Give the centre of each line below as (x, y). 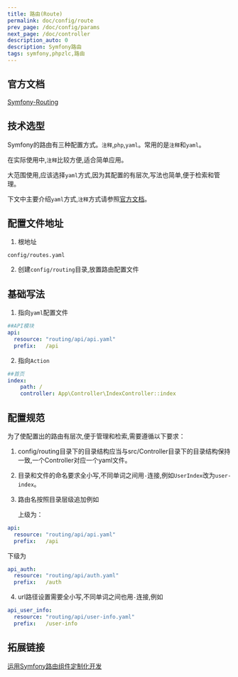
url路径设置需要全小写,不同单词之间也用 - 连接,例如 (90, 597)
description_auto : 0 (38, 41)
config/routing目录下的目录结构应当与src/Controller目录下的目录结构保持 (124, 451)
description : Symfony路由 (44, 47)
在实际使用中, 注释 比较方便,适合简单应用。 (67, 159)
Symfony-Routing (33, 102)
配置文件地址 (36, 223)
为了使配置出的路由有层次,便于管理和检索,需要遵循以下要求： (97, 436)
